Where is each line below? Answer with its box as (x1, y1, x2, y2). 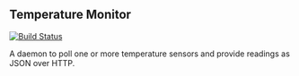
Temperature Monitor (9, 7, 132, 22)
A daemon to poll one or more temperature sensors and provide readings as (9, 48, 290, 59)
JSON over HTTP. (9, 57, 75, 68)
